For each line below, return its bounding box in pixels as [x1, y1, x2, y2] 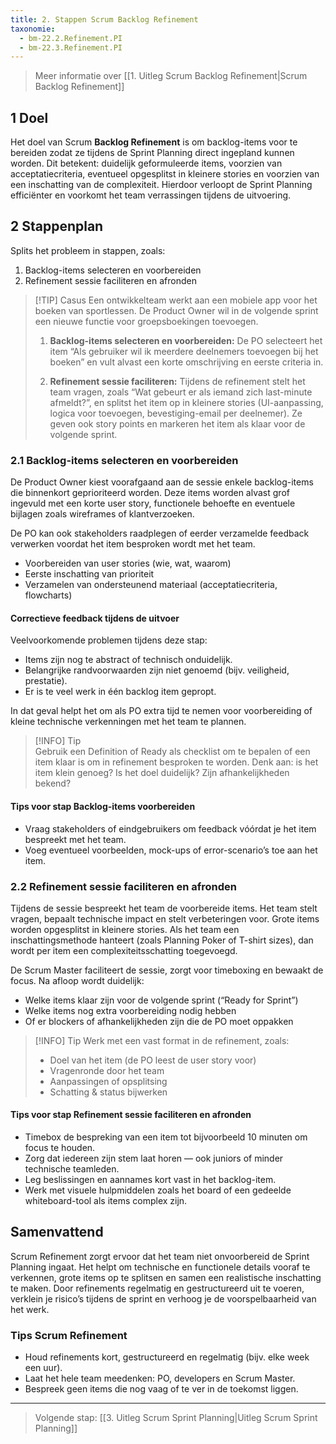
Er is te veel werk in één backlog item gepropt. [24, 686, 217, 698]
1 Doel [10, 109, 49, 126]
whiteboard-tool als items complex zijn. [24, 1195, 188, 1207]
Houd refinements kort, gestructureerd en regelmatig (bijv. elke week [24, 1351, 310, 1363]
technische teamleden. [24, 1163, 120, 1175]
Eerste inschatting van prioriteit [24, 568, 155, 580]
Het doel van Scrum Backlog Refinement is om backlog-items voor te [10, 136, 298, 148]
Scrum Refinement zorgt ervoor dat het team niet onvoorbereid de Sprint [10, 1250, 310, 1262]
